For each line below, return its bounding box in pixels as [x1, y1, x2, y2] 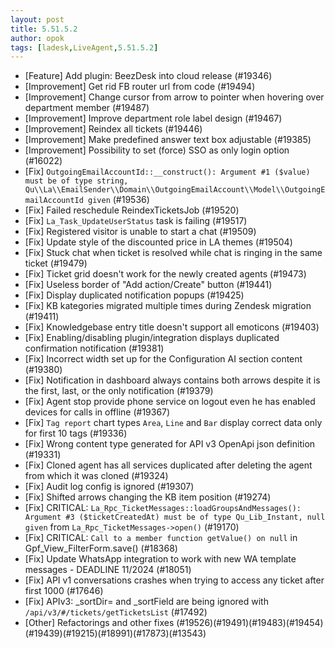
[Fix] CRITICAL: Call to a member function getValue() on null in [24, 532, 298, 544]
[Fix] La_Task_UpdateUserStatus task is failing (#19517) [24, 215, 248, 227]
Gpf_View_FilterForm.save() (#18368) [24, 542, 178, 555]
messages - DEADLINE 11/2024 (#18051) [24, 564, 192, 576]
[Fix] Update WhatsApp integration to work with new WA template [24, 553, 297, 565]
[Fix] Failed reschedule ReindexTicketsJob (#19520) [24, 204, 240, 216]
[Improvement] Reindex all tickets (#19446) [24, 123, 203, 135]
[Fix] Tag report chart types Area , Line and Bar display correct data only [24, 417, 323, 429]
